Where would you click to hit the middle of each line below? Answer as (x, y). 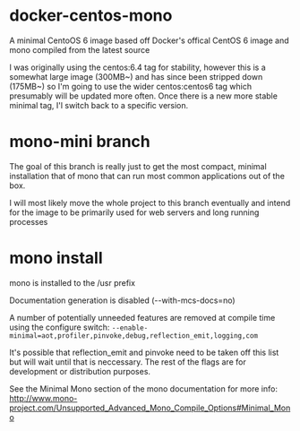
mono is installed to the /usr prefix (73, 282)
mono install (56, 259)
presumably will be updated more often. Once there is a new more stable (143, 96)
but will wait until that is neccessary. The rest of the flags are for (128, 362)
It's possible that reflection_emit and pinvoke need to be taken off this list (144, 352)
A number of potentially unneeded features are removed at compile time (142, 317)
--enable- (130, 328)
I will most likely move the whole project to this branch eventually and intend (150, 203)
